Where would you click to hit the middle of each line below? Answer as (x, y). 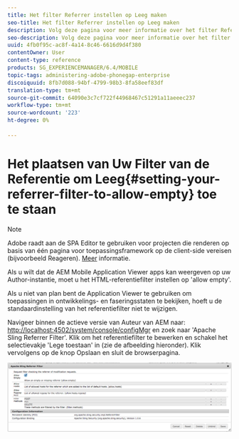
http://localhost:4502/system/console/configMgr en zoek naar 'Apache (112, 330)
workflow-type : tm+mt (39, 105)
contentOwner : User (36, 53)
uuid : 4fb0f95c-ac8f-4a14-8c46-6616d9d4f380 (74, 45)
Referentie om (50, 179)
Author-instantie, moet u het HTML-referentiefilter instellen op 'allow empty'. (119, 279)
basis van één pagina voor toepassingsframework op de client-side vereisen (119, 250)
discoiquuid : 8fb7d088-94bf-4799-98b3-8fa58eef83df (85, 83)
